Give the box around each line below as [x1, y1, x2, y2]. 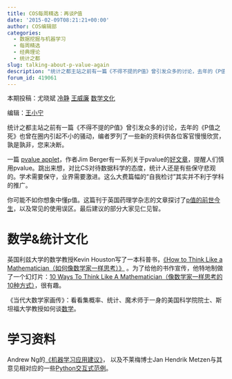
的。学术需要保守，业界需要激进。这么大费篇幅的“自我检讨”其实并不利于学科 [7, 173, 224, 181]
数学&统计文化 [7, 231, 88, 247]
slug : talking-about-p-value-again [7, 61, 110, 68]
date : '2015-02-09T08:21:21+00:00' [7, 17, 110, 23]
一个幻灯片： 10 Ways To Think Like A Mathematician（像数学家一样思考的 [12, 273, 223, 281]
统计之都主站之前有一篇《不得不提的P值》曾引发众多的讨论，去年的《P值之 [7, 124, 221, 132]
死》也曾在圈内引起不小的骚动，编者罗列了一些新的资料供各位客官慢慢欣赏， [7, 132, 225, 140]
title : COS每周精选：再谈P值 [7, 10, 83, 17]
